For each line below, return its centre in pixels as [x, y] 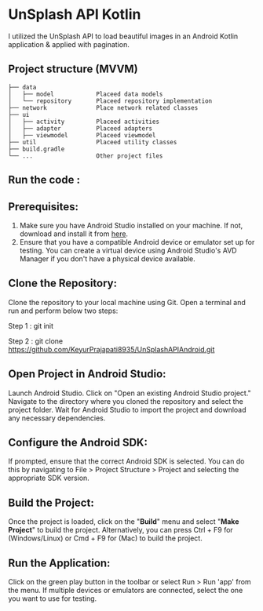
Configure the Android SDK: [78, 442]
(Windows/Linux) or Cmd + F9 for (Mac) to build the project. [105, 538]
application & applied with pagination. [69, 44]
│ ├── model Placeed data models [86, 94]
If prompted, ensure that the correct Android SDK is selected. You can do [126, 461]
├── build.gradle [37, 149]
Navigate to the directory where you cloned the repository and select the [126, 401]
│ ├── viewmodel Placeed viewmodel [82, 135]
